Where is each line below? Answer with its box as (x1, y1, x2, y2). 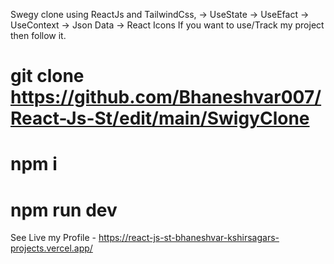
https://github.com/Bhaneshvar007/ (10, 86, 322, 109)
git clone (10, 65, 85, 88)
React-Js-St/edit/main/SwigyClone (10, 107, 310, 130)
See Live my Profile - (10, 232, 97, 244)
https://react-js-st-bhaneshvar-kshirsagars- (98, 232, 280, 244)
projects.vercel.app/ (10, 242, 93, 254)
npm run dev (10, 199, 118, 221)
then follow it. (10, 30, 67, 41)
